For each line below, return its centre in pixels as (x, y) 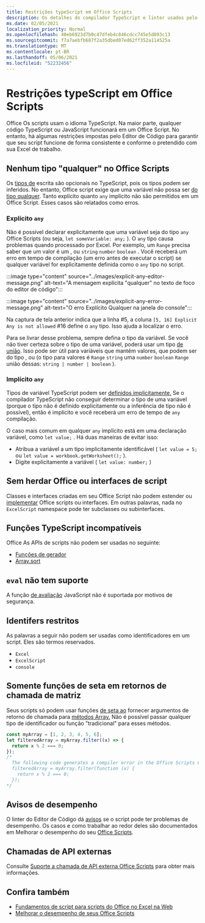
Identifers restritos (43, 621)
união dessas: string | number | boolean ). (61, 364)
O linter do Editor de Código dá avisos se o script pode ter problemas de (97, 819)
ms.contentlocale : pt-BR (38, 52)
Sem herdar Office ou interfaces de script (87, 481)
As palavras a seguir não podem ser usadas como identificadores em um (98, 636)
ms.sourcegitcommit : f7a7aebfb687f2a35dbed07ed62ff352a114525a (88, 40)
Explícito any (25, 219)
